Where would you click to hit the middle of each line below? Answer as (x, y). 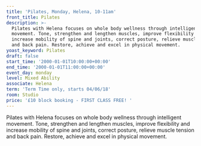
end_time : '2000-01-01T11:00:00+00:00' (56, 67)
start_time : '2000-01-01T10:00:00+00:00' (59, 61)
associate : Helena (29, 84)
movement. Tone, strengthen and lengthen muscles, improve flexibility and (98, 123)
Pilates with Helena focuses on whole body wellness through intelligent (94, 117)
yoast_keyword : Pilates (36, 51)
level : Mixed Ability (33, 78)
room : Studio (22, 95)
